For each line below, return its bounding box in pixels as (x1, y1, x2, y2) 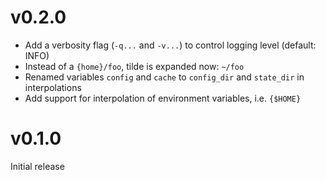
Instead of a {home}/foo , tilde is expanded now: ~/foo (24, 60, 245, 72)
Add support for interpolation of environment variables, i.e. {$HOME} (24, 92, 302, 104)
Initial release (10, 160, 65, 172)
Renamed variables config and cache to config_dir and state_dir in (24, 71, 305, 83)
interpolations (24, 81, 82, 93)
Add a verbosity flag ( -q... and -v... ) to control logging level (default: (24, 39, 317, 51)
